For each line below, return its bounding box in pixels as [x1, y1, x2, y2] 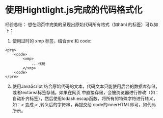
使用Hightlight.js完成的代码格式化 [5, 4, 143, 16]
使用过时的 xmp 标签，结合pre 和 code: [12, 38, 92, 44]
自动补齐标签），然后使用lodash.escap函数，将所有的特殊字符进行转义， [12, 96, 158, 101]
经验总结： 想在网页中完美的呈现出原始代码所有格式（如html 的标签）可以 [5, 21, 154, 27]
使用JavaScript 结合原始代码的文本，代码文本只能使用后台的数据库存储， [12, 83, 160, 89]
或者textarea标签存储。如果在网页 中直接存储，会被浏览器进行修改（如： [12, 89, 160, 95]
